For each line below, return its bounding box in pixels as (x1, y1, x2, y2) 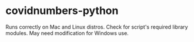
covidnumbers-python (5, 4, 119, 17)
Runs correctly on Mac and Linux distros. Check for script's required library (5, 23, 189, 30)
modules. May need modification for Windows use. (5, 29, 129, 36)
